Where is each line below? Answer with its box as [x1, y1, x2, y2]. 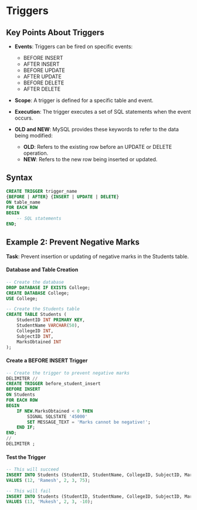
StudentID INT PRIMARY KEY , [16, 317, 85, 323]
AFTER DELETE [23, 86, 61, 92]
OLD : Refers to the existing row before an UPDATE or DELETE [23, 144, 172, 150]
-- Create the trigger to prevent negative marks [6, 370, 130, 376]
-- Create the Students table [6, 306, 80, 312]
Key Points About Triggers [6, 28, 104, 38]
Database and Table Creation [6, 266, 79, 273]
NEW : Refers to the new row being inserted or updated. [23, 156, 158, 162]
